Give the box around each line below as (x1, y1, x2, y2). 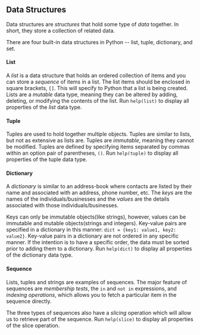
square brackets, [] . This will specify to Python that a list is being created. (6, 85, 188, 92)
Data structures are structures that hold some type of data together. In (6, 20, 179, 27)
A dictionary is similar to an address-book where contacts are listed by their (6, 183, 192, 190)
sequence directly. (6, 297, 52, 305)
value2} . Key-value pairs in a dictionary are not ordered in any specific (6, 232, 179, 239)
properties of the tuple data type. (6, 156, 87, 163)
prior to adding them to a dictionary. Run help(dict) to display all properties (6, 245, 192, 253)
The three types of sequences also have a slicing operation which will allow (6, 309, 192, 316)
